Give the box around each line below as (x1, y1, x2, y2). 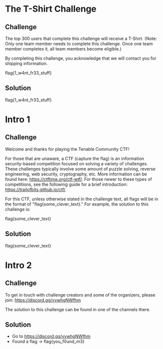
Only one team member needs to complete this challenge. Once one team (5, 41, 153, 47)
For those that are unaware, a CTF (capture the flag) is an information (5, 156, 145, 161)
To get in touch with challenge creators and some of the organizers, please (5, 292, 156, 297)
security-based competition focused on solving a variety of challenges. (5, 160, 148, 166)
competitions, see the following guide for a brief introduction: (5, 181, 128, 187)
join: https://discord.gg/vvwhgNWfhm (5, 297, 81, 303)
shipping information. (5, 61, 48, 66)
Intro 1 (5, 114, 31, 125)
